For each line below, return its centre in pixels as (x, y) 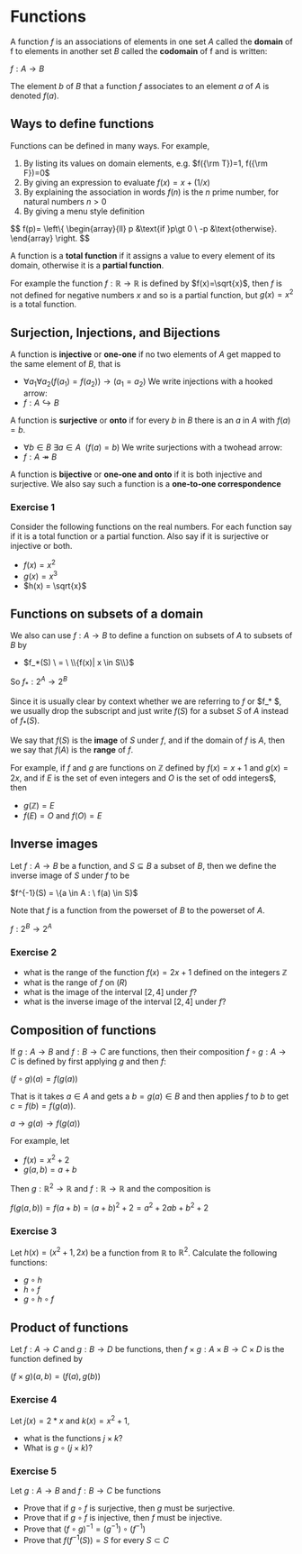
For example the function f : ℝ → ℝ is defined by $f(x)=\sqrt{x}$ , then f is (146, 283)
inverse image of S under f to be (70, 875)
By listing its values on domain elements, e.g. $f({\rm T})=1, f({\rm (146, 163)
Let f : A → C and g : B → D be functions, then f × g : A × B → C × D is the (147, 1349)
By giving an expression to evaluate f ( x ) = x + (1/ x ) (116, 182)
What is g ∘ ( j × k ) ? (58, 1448)
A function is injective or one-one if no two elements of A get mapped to (146, 354)
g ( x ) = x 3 (40, 575)
